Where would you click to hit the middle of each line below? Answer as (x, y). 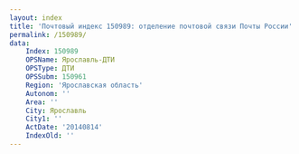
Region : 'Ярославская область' (84, 85)
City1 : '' (44, 119)
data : (19, 43)
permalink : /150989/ (48, 34)
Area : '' (42, 102)
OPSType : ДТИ (50, 69)
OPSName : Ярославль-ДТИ (70, 60)
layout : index (36, 18)
